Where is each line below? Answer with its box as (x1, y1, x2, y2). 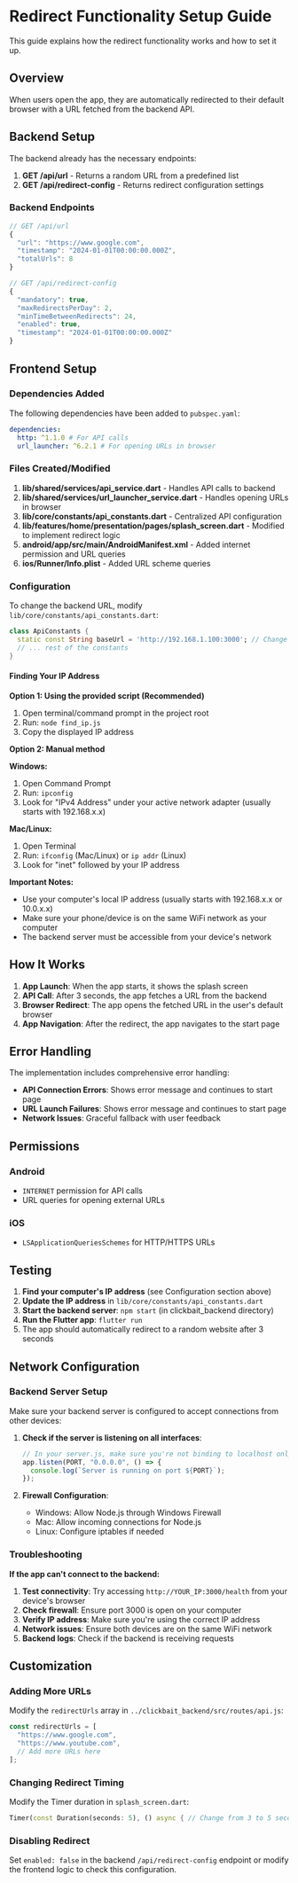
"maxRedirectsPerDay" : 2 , (17, 303, 114, 312)
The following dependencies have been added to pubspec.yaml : (9, 408, 240, 418)
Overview (9, 71, 65, 86)
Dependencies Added (9, 387, 105, 400)
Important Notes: (9, 876, 74, 887)
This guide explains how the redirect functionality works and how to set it (9, 35, 277, 46)
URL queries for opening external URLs (21, 1195, 166, 1206)
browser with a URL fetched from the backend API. (9, 104, 195, 114)
